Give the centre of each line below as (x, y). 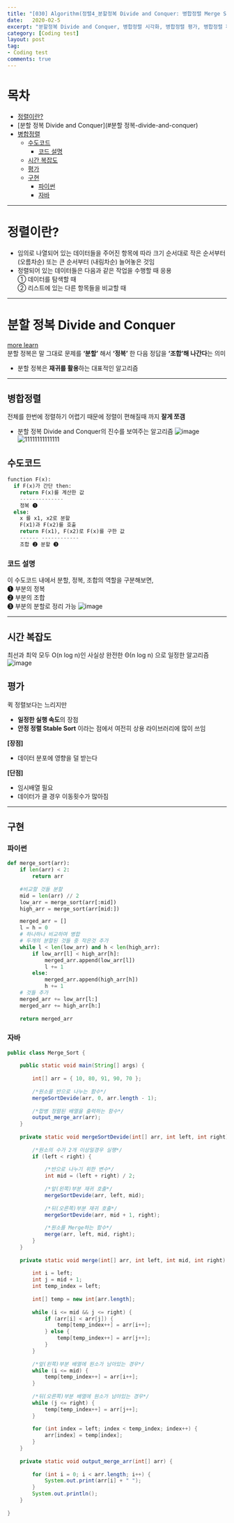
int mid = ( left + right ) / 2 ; (90, 1176)
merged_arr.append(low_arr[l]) (90, 960)
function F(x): (29, 480)
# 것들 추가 (34, 993)
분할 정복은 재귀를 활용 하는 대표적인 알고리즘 (78, 368)
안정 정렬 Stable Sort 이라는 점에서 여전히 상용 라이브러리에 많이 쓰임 (111, 728)
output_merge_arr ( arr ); (67, 1118)
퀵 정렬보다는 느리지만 (37, 705)
